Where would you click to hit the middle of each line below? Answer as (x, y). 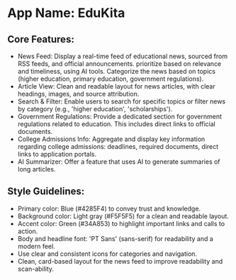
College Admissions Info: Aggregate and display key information (111, 139)
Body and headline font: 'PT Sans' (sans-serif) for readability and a (116, 238)
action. (28, 231)
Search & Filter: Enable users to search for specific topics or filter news (121, 101)
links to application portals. (57, 154)
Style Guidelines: (46, 192)
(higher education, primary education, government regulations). (111, 79)
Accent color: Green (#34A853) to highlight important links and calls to (121, 223)
